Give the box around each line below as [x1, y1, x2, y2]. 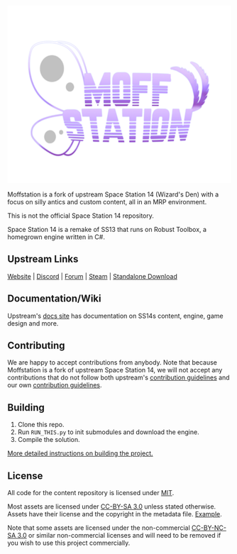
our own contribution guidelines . [7, 381, 102, 389]
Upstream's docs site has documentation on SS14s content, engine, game [7, 311, 224, 320]
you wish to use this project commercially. [7, 538, 131, 548]
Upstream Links [7, 253, 79, 265]
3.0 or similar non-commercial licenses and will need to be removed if [17, 531, 221, 540]
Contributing [7, 340, 65, 352]
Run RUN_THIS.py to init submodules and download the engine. [17, 428, 200, 436]
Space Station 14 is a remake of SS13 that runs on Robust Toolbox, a [7, 226, 207, 233]
